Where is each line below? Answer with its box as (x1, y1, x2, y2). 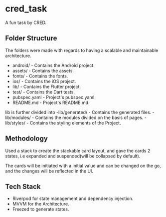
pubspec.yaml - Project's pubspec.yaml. (12, 94, 96, 100)
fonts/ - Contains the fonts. (12, 73, 68, 79)
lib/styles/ (5, 119, 26, 125)
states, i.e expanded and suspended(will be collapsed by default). (5, 153, 141, 159)
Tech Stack (5, 182, 41, 190)
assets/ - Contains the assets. (12, 67, 74, 73)
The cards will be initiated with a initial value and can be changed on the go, (5, 162, 161, 168)
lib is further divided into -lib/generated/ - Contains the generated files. (5, 109, 152, 115)
